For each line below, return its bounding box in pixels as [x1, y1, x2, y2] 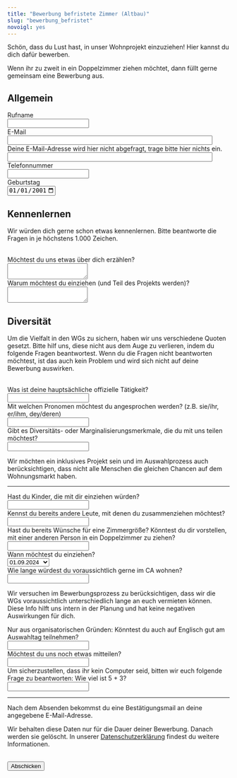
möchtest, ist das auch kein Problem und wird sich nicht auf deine [7, 356, 199, 365]
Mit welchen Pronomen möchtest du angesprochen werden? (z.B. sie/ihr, [7, 402, 219, 411]
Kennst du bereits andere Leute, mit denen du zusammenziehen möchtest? [7, 509, 226, 518]
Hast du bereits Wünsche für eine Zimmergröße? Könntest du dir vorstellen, [7, 526, 227, 535]
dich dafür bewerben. [7, 50, 71, 59]
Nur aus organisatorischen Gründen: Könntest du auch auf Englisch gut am [7, 625, 226, 634]
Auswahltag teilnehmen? [7, 633, 79, 641]
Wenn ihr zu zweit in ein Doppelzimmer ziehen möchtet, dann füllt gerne [7, 64, 217, 73]
